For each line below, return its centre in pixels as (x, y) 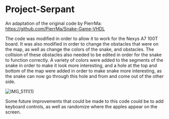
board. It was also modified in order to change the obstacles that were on (82, 44)
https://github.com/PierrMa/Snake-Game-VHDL (55, 28)
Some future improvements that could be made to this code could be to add (84, 101)
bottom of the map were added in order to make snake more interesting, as (83, 71)
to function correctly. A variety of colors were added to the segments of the (84, 60)
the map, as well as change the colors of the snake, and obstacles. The (80, 49)
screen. (13, 112)
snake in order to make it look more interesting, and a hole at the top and (81, 65)
